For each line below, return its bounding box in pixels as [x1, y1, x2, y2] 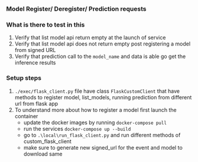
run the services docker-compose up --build [23, 125, 131, 132]
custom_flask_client [23, 138, 72, 145]
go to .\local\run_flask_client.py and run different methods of [23, 131, 181, 138]
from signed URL [14, 47, 56, 54]
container [14, 112, 38, 119]
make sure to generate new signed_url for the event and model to [23, 144, 183, 151]
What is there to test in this [6, 20, 85, 28]
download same [23, 150, 63, 157]
